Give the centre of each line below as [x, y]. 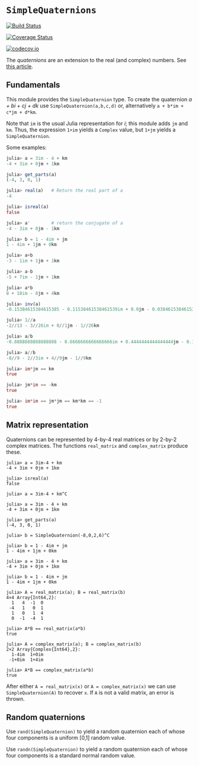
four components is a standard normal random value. [71, 756]
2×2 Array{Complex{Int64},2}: [44, 649]
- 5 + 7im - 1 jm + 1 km [33, 277]
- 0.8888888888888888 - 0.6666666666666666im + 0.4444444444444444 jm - [95, 342]
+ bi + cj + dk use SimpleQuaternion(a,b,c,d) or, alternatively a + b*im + [95, 105]
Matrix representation [47, 425]
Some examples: [26, 147]
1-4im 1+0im [28, 654]
